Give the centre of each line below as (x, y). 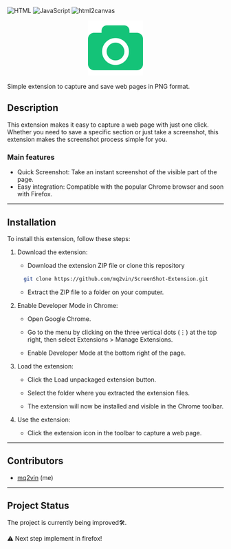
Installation (32, 222)
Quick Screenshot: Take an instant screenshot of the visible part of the (117, 172)
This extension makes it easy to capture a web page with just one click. (108, 125)
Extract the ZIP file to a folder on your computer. (96, 292)
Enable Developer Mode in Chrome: (67, 305)
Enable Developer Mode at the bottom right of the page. (107, 353)
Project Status (38, 506)
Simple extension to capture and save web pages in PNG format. (99, 86)
